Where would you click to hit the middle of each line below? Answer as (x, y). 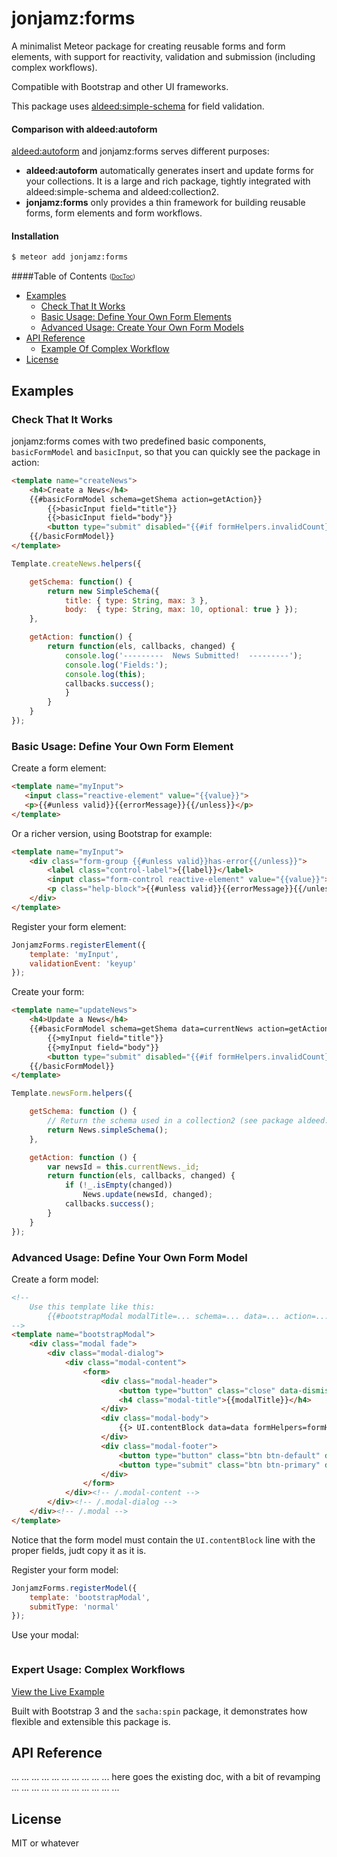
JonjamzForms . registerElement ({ (78, 945)
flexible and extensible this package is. (91, 1721)
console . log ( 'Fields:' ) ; (116, 665)
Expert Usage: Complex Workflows (98, 1670)
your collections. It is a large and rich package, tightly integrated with (168, 181)
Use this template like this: (92, 1307)
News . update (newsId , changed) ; (148, 1195)
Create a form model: (55, 1279)
